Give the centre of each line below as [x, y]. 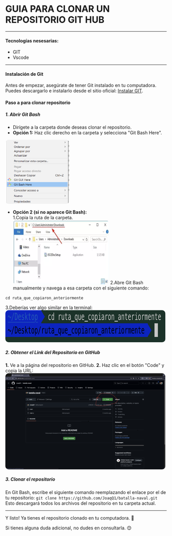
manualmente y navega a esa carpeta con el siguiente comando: [81, 288]
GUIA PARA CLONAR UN [58, 9]
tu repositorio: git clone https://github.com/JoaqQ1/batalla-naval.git [81, 498]
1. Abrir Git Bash [23, 114]
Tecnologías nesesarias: [32, 40]
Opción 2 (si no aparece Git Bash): [50, 212]
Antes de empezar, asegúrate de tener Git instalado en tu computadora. [81, 86]
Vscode [21, 57]
